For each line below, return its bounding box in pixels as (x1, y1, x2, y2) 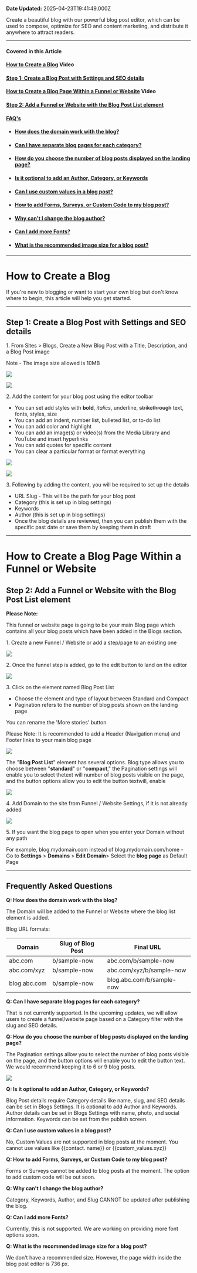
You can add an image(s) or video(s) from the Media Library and (14, 429, 170, 436)
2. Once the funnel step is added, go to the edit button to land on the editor (6, 662, 188, 669)
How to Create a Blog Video (6, 61, 74, 68)
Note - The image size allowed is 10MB (6, 360, 100, 367)
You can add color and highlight (14, 423, 92, 430)
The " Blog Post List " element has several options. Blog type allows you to (6, 759, 185, 766)
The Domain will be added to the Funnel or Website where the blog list (6, 908, 176, 915)
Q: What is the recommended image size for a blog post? (6, 1243, 147, 1250)
